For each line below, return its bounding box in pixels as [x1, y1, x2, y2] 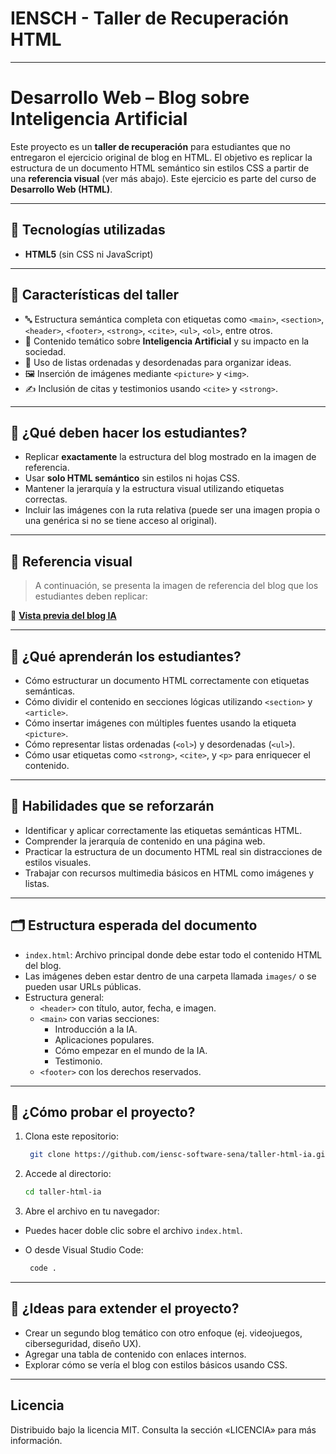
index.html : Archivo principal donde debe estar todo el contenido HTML [24, 948, 323, 961]
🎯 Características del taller [10, 287, 180, 304]
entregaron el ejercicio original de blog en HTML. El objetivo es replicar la [10, 151, 313, 163]
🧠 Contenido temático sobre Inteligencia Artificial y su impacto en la [24, 335, 310, 347]
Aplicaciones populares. [54, 1033, 155, 1046]
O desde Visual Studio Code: [24, 1244, 144, 1256]
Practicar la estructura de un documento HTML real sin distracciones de [24, 845, 323, 857]
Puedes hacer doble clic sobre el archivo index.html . [24, 1225, 243, 1237]
